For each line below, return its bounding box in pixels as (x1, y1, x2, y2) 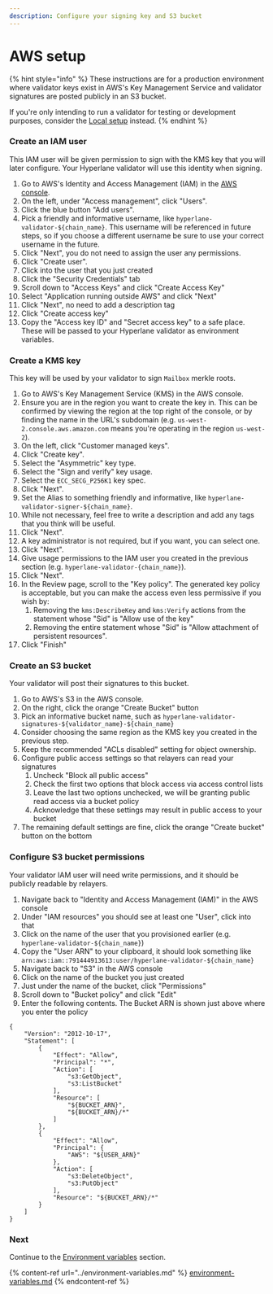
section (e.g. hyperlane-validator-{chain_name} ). (20, 562, 186, 572)
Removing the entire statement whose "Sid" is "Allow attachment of (32, 623, 259, 632)
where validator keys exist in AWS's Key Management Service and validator (9, 82, 262, 92)
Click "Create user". (20, 256, 88, 266)
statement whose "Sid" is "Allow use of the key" (32, 614, 194, 623)
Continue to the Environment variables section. (9, 1252, 166, 1262)
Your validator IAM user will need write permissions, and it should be (9, 870, 239, 880)
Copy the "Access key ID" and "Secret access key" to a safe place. (20, 317, 245, 326)
